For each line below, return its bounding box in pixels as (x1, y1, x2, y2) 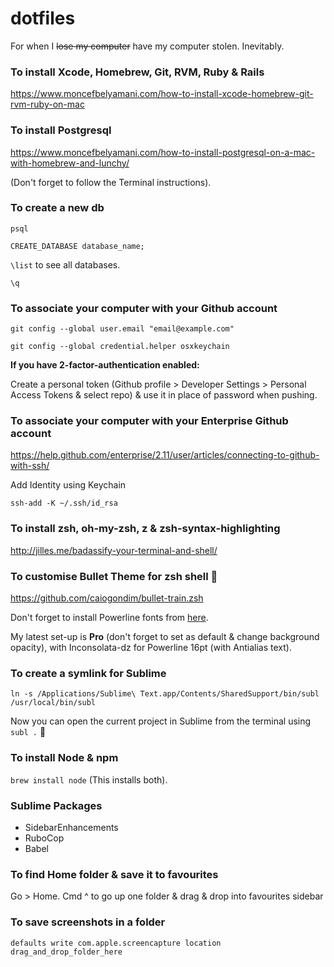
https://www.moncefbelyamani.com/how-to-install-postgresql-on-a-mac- (10, 146, 316, 158)
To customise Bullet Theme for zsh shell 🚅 (10, 569, 218, 583)
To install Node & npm (10, 751, 119, 765)
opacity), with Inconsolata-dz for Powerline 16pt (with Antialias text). (10, 642, 292, 654)
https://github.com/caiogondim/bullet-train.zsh (10, 592, 204, 604)
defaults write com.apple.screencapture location (10, 938, 222, 948)
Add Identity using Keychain (10, 479, 127, 491)
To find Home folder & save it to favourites (10, 867, 219, 881)
